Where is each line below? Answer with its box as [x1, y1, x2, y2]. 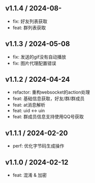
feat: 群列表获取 [12, 24, 46, 30]
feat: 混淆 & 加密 [12, 172, 47, 178]
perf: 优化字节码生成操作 [12, 143, 65, 149]
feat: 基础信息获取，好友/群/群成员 [12, 96, 85, 102]
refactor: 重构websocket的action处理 [12, 89, 90, 96]
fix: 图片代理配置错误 [12, 60, 56, 66]
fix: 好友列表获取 [12, 18, 47, 24]
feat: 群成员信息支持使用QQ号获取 [12, 114, 84, 120]
